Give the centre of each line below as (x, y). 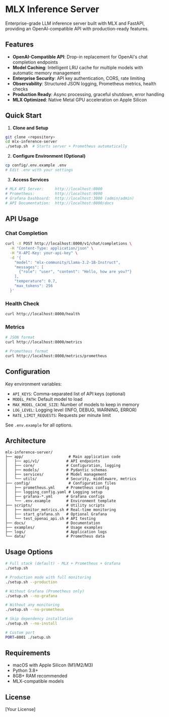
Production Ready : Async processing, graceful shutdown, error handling (88, 94)
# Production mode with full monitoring (48, 577)
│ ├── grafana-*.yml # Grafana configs (55, 497)
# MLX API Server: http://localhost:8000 (54, 189)
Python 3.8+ (25, 671)
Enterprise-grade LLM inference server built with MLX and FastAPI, (75, 23)
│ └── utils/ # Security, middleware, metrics (71, 479)
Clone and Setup (31, 128)
